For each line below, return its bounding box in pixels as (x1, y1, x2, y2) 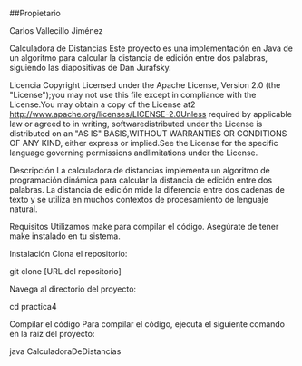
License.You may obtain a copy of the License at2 (9, 99, 196, 110)
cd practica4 (9, 302, 57, 312)
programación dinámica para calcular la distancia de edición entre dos (9, 174, 273, 185)
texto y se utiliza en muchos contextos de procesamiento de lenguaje (9, 194, 269, 204)
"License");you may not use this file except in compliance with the (9, 90, 257, 100)
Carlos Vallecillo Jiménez (9, 25, 103, 35)
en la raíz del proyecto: (9, 329, 95, 339)
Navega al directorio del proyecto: (9, 283, 137, 294)
